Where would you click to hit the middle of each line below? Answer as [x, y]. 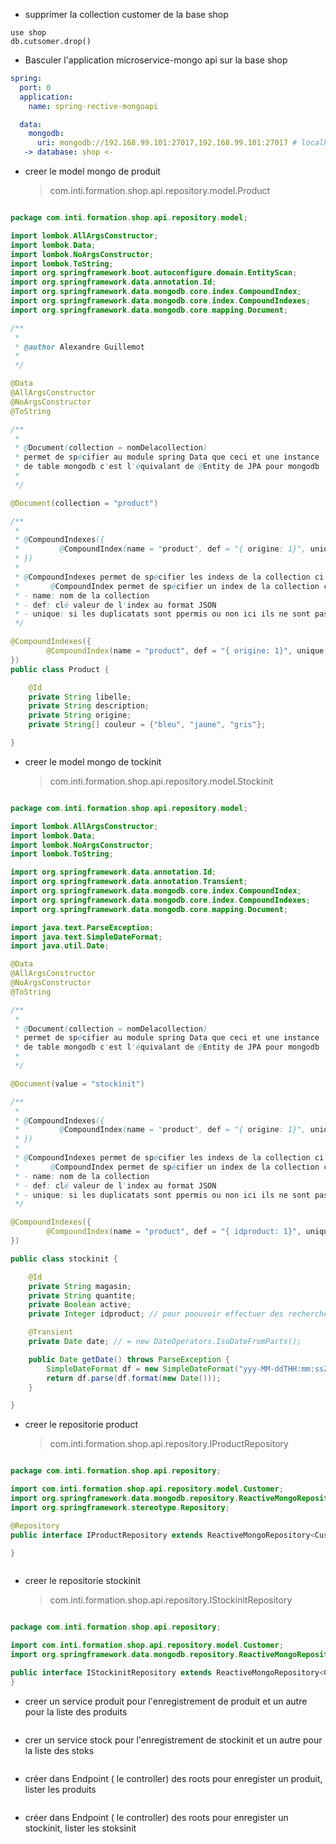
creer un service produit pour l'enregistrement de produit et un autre [166, 1701]
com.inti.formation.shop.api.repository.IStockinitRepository [171, 1600]
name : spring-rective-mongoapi [93, 106]
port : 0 [35, 87]
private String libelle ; [80, 697]
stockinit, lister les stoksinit [80, 1828]
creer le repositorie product [81, 1425]
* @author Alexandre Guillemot [79, 347]
